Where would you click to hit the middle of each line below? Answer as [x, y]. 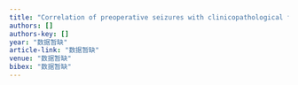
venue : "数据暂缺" [41, 58]
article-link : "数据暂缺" [55, 50]
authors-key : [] [39, 34]
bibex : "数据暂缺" [41, 67]
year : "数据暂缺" [39, 42]
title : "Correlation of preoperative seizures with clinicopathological [146, 17]
